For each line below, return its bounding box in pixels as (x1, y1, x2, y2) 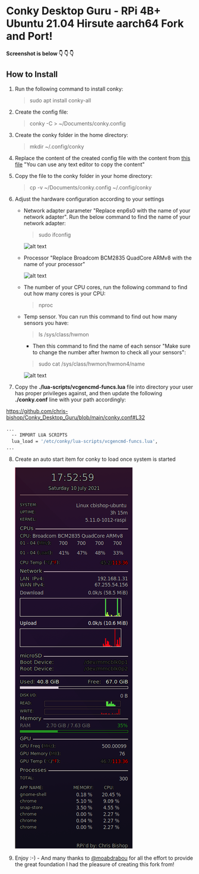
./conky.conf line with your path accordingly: (14, 396, 127, 403)
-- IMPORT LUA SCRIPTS (11, 432, 68, 438)
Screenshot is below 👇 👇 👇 (6, 49, 74, 57)
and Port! (6, 30, 53, 43)
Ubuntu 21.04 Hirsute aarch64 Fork (6, 17, 184, 30)
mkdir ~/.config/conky (29, 143, 84, 150)
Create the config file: (14, 108, 68, 116)
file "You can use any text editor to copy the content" (14, 161, 145, 168)
